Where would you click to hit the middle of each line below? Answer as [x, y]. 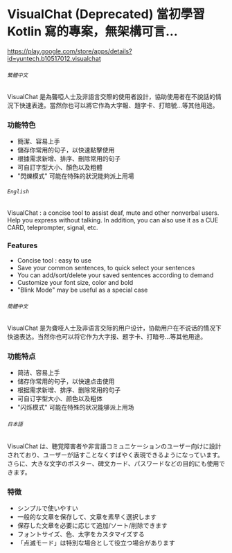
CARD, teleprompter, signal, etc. [53, 227]
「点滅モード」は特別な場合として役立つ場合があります [96, 543]
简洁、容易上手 [38, 373]
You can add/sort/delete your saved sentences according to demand [115, 275]
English [18, 192]
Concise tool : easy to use [54, 260]
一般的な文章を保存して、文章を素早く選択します [87, 516]
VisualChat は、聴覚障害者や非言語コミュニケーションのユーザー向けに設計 [114, 446]
